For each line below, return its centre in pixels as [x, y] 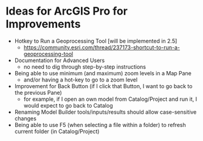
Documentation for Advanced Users [60, 60]
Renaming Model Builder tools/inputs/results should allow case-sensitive [105, 112]
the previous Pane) [38, 92]
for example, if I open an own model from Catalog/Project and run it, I [110, 99]
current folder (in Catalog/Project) [57, 131]
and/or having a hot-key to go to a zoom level [81, 80]
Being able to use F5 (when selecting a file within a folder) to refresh [100, 125]
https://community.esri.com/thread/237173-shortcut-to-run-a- [102, 47]
